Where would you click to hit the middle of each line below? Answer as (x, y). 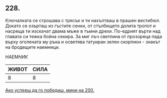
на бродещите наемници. (33, 47)
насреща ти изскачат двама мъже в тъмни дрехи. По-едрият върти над (83, 31)
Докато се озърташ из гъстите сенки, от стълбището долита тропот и (80, 26)
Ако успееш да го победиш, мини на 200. (50, 90)
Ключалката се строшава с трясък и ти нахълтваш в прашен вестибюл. (83, 20)
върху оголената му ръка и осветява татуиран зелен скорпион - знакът (83, 42)
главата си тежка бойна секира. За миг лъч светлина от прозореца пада (84, 36)
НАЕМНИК (17, 57)
